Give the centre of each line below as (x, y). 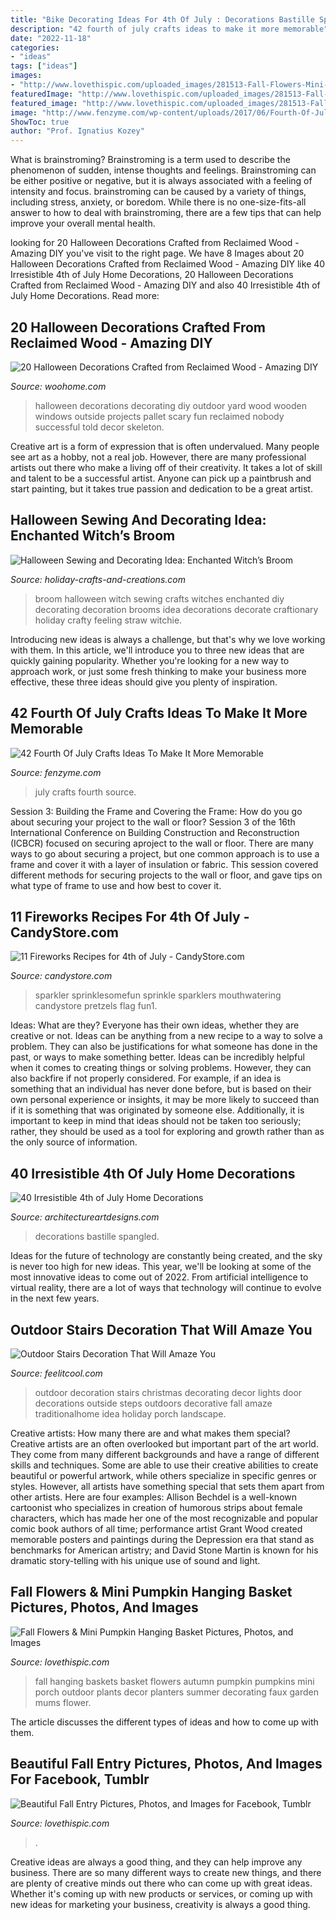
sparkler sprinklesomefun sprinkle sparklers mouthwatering (158, 995)
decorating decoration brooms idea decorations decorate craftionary (176, 609)
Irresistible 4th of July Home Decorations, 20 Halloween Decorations (152, 275)
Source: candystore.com (61, 976)
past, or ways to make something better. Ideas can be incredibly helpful (157, 1057)
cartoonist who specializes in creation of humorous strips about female (156, 1507)
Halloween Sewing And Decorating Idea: (138, 520)
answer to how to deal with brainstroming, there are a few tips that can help (166, 213)
